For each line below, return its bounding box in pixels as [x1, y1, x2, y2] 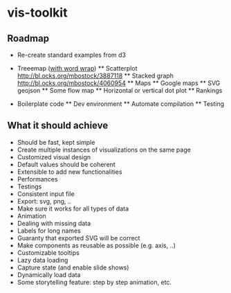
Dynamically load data [17, 270, 81, 278]
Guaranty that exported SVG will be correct [17, 233, 140, 242]
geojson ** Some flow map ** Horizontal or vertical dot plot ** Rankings [17, 87, 223, 94]
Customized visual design [17, 152, 91, 161]
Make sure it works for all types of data [17, 204, 129, 213]
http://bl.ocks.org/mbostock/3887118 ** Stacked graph [17, 71, 174, 80]
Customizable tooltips [17, 248, 80, 257]
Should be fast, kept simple [17, 138, 95, 146]
